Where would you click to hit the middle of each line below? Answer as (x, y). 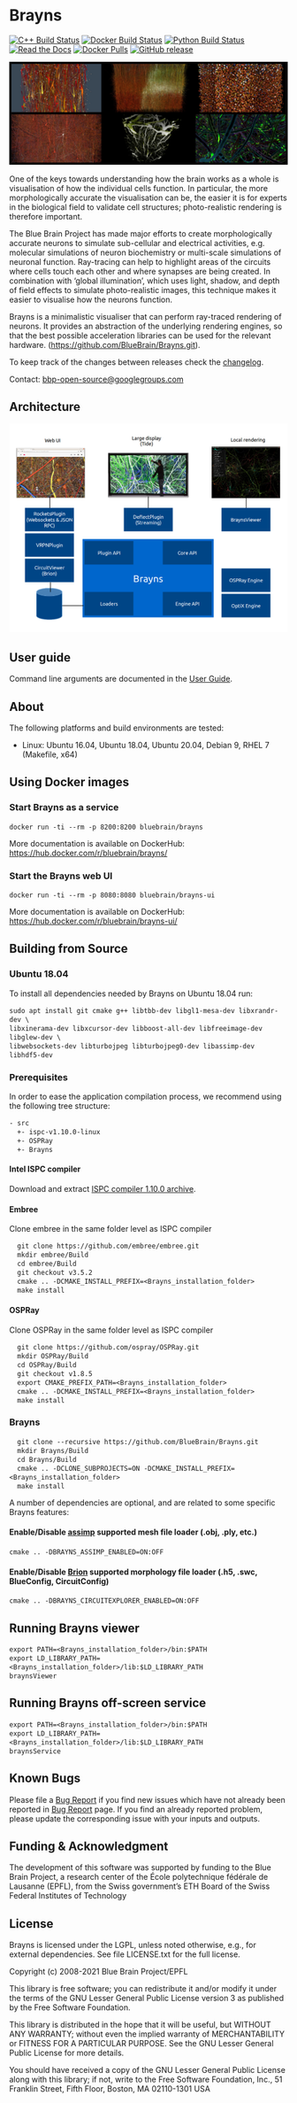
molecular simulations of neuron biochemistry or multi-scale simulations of (145, 252)
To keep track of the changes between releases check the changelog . (137, 362)
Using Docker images (69, 782)
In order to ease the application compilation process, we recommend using (145, 1096)
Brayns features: (39, 1512)
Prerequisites (38, 1077)
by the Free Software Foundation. (70, 2007)
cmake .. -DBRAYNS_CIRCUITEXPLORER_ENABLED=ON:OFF (104, 1601)
